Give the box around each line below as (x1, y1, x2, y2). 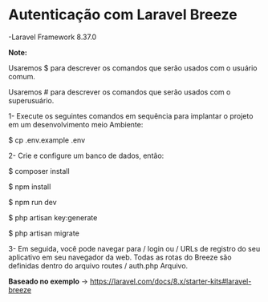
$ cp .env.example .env (8, 135, 86, 145)
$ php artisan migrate (8, 228, 80, 238)
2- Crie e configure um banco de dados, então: (8, 151, 164, 160)
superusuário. (8, 95, 55, 105)
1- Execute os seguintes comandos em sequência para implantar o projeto (8, 111, 254, 121)
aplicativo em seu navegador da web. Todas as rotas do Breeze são (8, 252, 232, 262)
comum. (8, 71, 36, 81)
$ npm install (8, 182, 51, 191)
